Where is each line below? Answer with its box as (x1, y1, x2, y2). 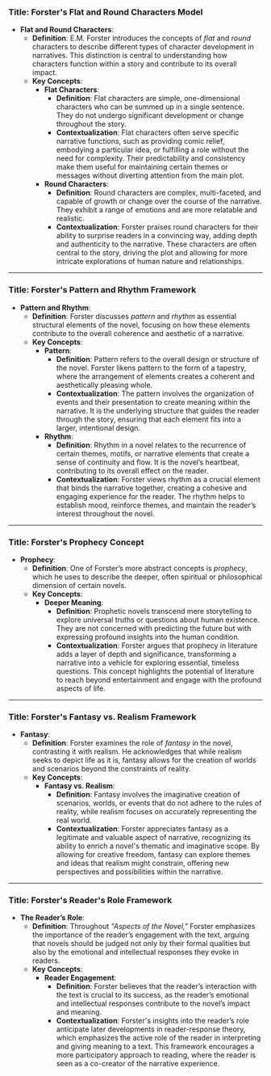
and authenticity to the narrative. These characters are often (56, 239, 256, 249)
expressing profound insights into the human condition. (56, 632, 240, 641)
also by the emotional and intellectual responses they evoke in (31, 948, 240, 957)
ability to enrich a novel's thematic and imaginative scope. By (56, 841, 261, 851)
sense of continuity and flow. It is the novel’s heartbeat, (56, 457, 240, 467)
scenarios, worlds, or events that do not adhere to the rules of (56, 798, 262, 808)
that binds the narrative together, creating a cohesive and (56, 483, 248, 493)
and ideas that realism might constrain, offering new (56, 859, 230, 868)
